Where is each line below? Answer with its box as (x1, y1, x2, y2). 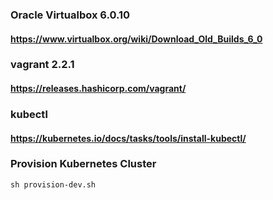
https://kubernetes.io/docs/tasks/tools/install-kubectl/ (10, 132, 247, 144)
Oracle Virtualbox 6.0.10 (10, 8, 131, 22)
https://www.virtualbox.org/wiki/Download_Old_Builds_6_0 (10, 33, 263, 45)
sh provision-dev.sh (10, 179, 97, 190)
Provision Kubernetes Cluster (10, 157, 157, 171)
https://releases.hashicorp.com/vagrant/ (10, 83, 187, 95)
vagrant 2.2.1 (10, 58, 75, 72)
